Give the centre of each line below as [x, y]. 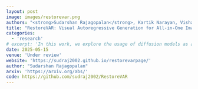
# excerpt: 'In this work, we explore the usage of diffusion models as [97, 44]
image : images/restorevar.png [43, 17]
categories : [21, 33]
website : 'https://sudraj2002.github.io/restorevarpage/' [79, 60]
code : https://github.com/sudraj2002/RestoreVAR [67, 77]
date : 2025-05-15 [27, 50]
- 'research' [27, 39]
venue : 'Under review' [34, 55]
